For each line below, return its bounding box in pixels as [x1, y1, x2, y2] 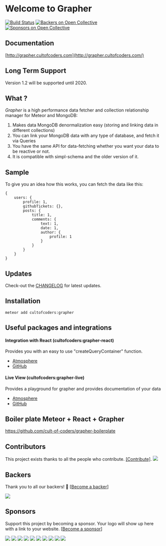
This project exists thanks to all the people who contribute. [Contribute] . [5, 456, 152, 462]
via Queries [12, 138, 36, 144]
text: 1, [40, 221, 58, 226]
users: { [14, 195, 32, 200]
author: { [40, 230, 61, 235]
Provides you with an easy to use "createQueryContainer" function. [5, 348, 143, 355]
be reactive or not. [12, 148, 51, 154]
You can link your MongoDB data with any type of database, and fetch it [12, 132, 160, 139]
